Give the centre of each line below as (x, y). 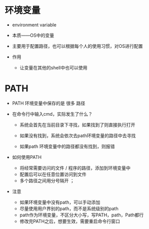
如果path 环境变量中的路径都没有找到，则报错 (67, 146)
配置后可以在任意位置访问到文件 (53, 174)
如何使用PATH (27, 157)
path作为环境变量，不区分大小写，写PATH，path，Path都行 (82, 215)
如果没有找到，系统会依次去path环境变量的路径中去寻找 (78, 136)
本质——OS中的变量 (33, 35)
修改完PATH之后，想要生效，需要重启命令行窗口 (70, 221)
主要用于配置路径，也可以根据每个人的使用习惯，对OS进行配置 (77, 46)
